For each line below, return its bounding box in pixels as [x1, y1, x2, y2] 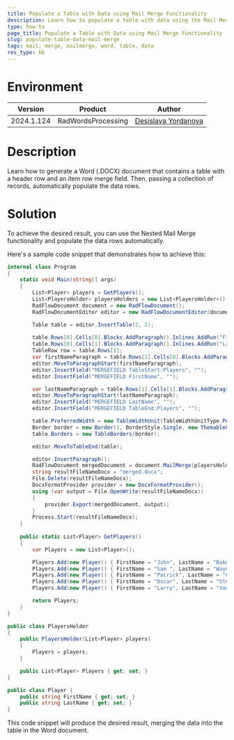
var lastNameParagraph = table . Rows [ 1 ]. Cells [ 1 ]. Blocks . [32, 386, 201, 393]
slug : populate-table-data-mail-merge [7, 36, 120, 43]
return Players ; [32, 597, 79, 604]
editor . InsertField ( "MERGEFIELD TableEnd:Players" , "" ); [32, 405, 201, 412]
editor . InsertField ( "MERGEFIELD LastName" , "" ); [32, 398, 176, 406]
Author [157, 104, 181, 113]
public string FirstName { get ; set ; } [19, 693, 136, 700]
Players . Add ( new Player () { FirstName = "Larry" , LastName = [32, 585, 214, 592]
